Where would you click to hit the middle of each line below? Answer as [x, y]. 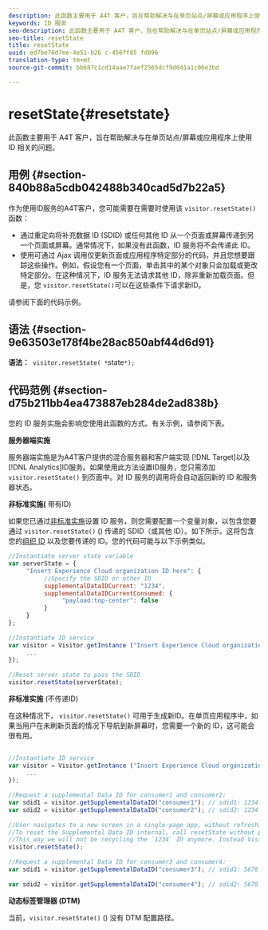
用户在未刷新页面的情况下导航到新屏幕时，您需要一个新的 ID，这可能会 [138, 725]
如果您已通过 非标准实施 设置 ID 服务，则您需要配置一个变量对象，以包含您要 [132, 521]
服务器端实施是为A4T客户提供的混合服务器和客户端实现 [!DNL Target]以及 [129, 457]
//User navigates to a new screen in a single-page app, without [119, 825]
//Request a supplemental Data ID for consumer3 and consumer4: [117, 862]
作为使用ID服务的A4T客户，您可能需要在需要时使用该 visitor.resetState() [132, 208]
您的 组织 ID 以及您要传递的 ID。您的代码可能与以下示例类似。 [109, 541]
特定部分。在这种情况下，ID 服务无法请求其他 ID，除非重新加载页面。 [134, 275]
